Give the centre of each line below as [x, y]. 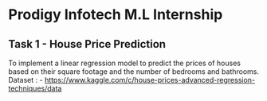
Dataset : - [26, 80]
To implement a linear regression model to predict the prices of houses [125, 63]
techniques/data [35, 88]
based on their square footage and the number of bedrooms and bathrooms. [134, 72]
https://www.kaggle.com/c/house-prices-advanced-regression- [150, 80]
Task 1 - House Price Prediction [87, 44]
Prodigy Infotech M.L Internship [116, 15]
